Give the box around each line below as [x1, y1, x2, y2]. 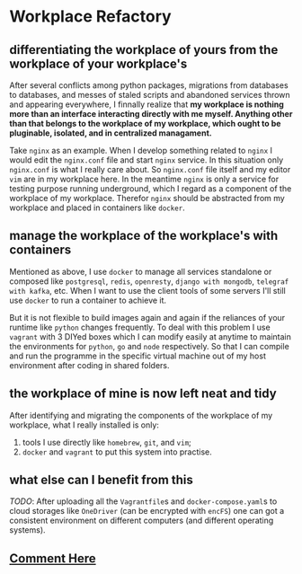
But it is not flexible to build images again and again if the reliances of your [9, 312, 286, 322]
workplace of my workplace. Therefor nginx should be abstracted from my [9, 193, 285, 203]
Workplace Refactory [9, 6, 173, 27]
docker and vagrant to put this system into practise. [22, 446, 213, 457]
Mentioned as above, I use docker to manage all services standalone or [9, 266, 272, 277]
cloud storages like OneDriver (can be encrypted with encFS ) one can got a [9, 506, 285, 517]
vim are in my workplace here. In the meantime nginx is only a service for [9, 173, 280, 184]
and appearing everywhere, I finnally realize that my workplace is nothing [9, 99, 285, 110]
